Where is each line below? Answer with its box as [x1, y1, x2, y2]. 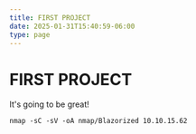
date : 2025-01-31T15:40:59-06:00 [9, 22, 135, 31]
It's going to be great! [9, 99, 90, 110]
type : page [9, 30, 51, 39]
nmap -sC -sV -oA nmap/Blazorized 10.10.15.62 [9, 117, 188, 126]
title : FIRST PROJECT [9, 13, 91, 23]
